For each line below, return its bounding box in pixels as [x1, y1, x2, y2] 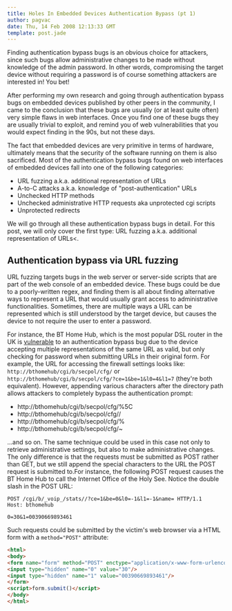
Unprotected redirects [17, 206, 81, 215]
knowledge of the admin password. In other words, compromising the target [7, 63, 224, 71]
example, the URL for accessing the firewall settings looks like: [7, 360, 185, 368]
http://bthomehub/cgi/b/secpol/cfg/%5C [17, 403, 133, 411]
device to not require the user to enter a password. [7, 317, 152, 325]
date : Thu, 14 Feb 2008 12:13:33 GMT [7, 23, 116, 30]
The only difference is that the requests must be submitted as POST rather [7, 453, 219, 461]
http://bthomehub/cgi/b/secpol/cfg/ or [7, 367, 121, 376]
